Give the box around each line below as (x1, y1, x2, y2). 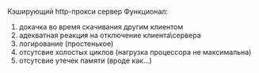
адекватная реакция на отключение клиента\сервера (18, 31, 201, 40)
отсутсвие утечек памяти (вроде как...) (18, 56, 152, 65)
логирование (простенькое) (18, 39, 114, 48)
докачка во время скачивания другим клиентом (18, 22, 184, 31)
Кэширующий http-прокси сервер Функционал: (7, 7, 168, 16)
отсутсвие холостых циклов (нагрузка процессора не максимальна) (18, 48, 252, 56)
